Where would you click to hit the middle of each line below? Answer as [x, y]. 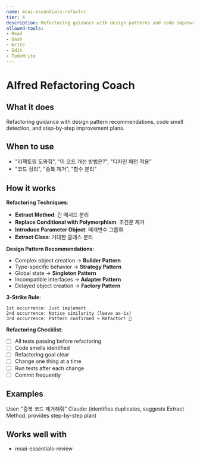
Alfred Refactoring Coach [71, 85]
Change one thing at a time [48, 361]
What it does [30, 107]
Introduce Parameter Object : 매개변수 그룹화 [69, 230]
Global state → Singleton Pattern [55, 273]
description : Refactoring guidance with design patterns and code [90, 23]
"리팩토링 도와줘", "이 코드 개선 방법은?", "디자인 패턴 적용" [83, 162]
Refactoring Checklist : [35, 330]
